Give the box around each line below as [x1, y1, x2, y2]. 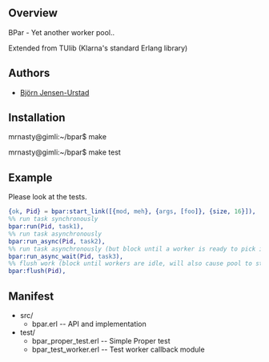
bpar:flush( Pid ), [8, 267, 66, 276]
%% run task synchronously [8, 215, 98, 223]
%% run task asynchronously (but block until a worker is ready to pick [8, 244, 256, 253]
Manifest [8, 289, 54, 303]
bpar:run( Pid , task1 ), [8, 223, 84, 231]
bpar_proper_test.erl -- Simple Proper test [31, 336, 171, 345]
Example [8, 171, 53, 184]
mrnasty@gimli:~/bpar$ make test [8, 147, 122, 157]
